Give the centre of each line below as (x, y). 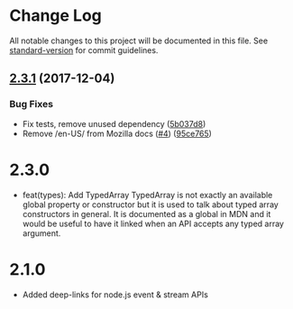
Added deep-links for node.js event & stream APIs (115, 295)
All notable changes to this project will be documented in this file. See (139, 41)
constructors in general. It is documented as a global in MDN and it (146, 214)
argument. (41, 233)
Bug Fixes (32, 105)
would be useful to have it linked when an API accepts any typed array (153, 223)
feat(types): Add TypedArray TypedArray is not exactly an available (147, 195)
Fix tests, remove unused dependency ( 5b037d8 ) (114, 123)
